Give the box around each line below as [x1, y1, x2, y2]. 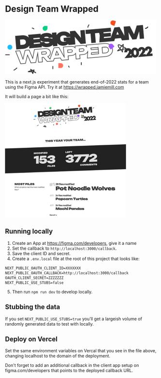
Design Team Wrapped [5, 3, 99, 15]
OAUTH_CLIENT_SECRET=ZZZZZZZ [5, 275, 64, 280]
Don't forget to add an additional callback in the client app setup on [5, 362, 139, 368]
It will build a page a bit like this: [5, 93, 69, 99]
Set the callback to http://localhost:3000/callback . [12, 245, 117, 251]
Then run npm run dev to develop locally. [12, 289, 93, 294]
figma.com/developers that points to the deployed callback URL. [5, 368, 133, 374]
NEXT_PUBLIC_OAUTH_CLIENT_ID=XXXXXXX [5, 266, 81, 271]
